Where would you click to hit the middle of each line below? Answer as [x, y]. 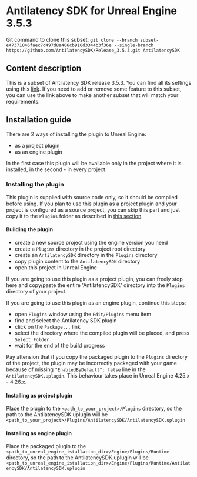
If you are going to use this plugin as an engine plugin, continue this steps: [96, 303]
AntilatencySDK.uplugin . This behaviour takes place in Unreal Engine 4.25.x [98, 376]
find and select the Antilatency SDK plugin [66, 321]
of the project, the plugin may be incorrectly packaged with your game [92, 363]
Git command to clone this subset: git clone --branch [72, 39]
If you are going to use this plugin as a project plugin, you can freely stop [95, 279]
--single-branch [134, 45]
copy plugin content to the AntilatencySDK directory [77, 261]
